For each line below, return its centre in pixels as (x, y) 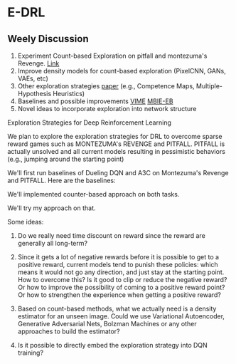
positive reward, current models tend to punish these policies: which (118, 265)
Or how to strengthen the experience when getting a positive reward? (119, 295)
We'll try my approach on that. (52, 208)
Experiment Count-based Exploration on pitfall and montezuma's (112, 56)
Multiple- (209, 86)
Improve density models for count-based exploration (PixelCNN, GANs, (122, 71)
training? (31, 353)
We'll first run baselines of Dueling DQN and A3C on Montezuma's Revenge (118, 173)
